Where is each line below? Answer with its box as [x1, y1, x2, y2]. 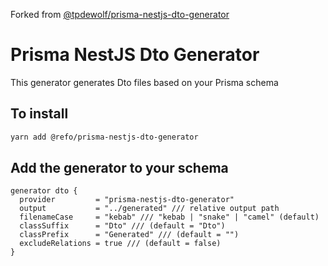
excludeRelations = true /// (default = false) [19, 239, 222, 249]
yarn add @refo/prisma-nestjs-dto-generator [10, 132, 199, 142]
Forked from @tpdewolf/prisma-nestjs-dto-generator [10, 9, 230, 20]
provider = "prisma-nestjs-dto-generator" [19, 195, 235, 205]
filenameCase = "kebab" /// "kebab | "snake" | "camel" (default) [19, 212, 320, 223]
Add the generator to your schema [10, 160, 229, 177]
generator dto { [10, 186, 78, 196]
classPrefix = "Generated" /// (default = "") [19, 230, 240, 240]
